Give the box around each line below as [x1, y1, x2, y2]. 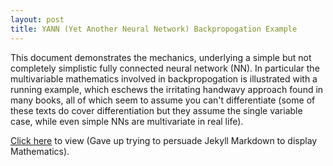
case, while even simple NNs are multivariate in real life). [10, 115, 244, 127]
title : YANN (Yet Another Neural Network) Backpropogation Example [10, 24, 298, 34]
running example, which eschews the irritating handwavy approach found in [10, 83, 324, 95]
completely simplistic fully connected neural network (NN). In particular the [10, 62, 320, 74]
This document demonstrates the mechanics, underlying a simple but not [10, 51, 312, 63]
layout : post [10, 14, 65, 25]
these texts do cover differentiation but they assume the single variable [10, 104, 303, 116]
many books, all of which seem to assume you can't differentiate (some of [10, 94, 316, 106]
